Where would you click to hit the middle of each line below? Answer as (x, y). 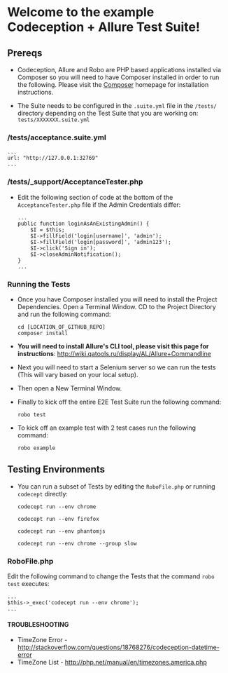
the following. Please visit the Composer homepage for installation (113, 84)
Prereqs (25, 53)
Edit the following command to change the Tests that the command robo (111, 576)
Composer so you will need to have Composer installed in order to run (118, 77)
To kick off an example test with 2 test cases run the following (107, 428)
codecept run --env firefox (58, 519)
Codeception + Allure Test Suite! (104, 27)
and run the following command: (64, 314)
